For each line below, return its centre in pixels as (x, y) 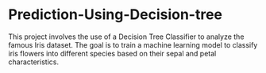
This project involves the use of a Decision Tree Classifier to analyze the (126, 36)
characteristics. (34, 62)
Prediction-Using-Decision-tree (116, 15)
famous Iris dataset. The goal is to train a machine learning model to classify (133, 44)
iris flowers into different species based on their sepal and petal (112, 53)
